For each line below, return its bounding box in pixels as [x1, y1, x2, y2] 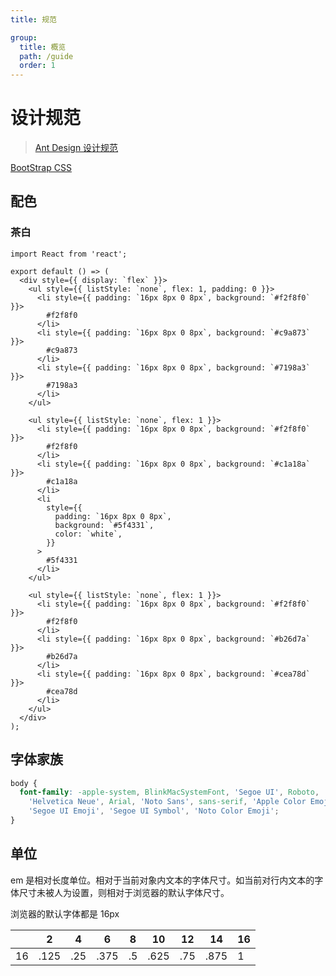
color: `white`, [54, 529, 123, 539]
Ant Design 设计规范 [34, 142, 119, 154]
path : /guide [19, 51, 74, 61]
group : [10, 32, 38, 43]
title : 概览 [19, 42, 67, 52]
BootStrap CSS [10, 162, 72, 174]
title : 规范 [10, 14, 57, 25]
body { [10, 778, 38, 788]
